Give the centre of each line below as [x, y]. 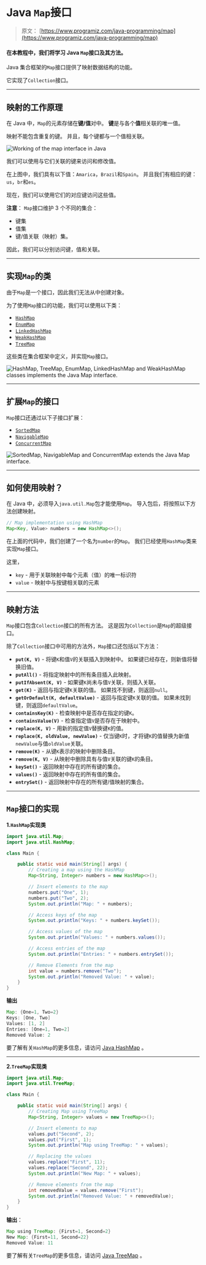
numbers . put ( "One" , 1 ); [59, 892]
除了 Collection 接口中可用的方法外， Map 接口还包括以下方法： [83, 646]
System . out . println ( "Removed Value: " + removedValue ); [101, 1196]
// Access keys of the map [63, 915]
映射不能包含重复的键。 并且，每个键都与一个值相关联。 [77, 136]
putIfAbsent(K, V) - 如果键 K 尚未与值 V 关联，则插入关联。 [87, 682]
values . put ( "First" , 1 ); [60, 1140]
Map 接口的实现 [33, 809]
